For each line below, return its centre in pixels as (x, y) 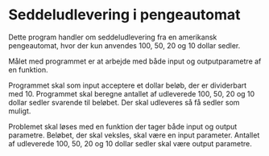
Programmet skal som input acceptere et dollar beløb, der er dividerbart (128, 85)
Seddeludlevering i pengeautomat (124, 15)
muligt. (20, 111)
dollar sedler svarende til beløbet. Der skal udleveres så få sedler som (124, 102)
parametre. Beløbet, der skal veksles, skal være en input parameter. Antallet (134, 135)
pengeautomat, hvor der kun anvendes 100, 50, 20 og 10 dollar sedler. (124, 45)
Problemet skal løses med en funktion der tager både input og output (123, 126)
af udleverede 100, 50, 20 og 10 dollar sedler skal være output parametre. (130, 143)
